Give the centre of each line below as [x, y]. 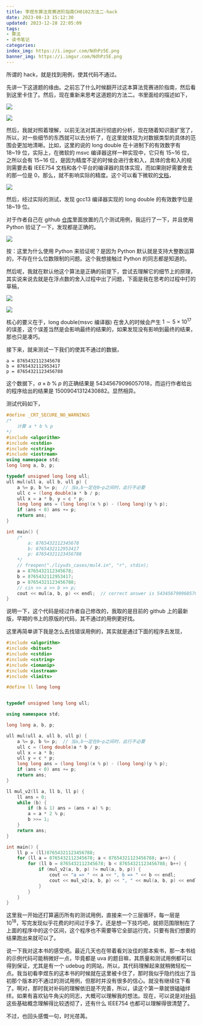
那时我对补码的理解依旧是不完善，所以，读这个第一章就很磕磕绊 [111, 988]
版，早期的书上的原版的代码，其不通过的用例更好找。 [72, 619]
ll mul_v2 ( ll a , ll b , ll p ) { [45, 791]
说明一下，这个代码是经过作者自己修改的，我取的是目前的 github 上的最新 [97, 611]
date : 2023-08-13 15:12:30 [40, 17]
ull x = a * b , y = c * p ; [51, 499]
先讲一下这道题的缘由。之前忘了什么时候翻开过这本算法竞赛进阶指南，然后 [98, 87]
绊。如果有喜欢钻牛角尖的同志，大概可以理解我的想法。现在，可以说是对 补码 [101, 996]
